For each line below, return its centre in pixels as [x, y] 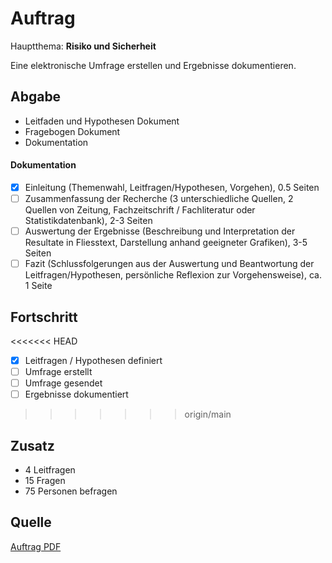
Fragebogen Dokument [72, 131]
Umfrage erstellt [58, 372]
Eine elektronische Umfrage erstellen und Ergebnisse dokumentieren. [153, 65]
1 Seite [38, 286]
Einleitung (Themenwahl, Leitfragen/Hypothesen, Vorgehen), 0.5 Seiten [172, 187]
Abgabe [36, 97]
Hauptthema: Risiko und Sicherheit [83, 46]
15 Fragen [45, 481]
